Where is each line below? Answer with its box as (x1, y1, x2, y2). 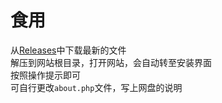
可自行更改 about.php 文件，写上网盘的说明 (10, 81, 183, 93)
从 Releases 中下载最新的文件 (10, 44, 127, 56)
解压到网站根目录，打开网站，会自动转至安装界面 (10, 56, 212, 68)
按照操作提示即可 (10, 69, 81, 81)
